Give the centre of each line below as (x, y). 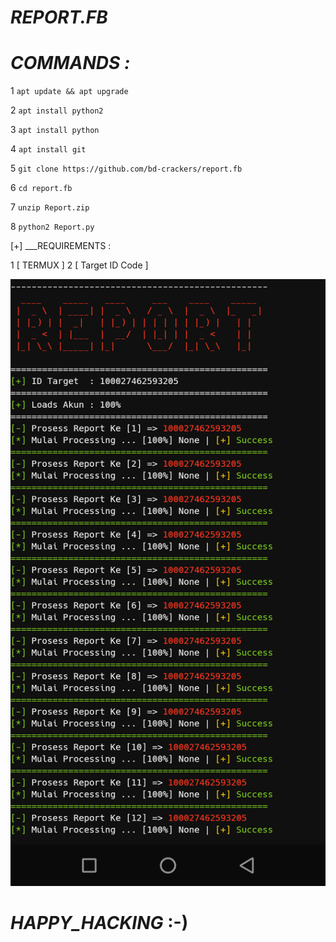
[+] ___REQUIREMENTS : (61, 246)
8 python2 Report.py (52, 227)
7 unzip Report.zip (50, 207)
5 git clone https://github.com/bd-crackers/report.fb (126, 168)
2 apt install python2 (57, 110)
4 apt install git (48, 149)
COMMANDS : (70, 63)
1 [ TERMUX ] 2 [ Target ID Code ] (79, 265)
